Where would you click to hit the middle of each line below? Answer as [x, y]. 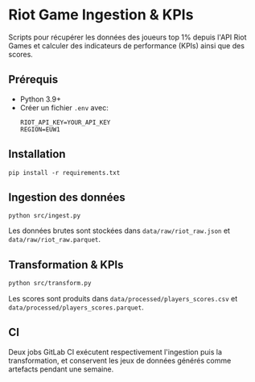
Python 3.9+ [41, 99]
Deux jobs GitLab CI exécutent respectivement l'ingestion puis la [115, 351]
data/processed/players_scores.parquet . [76, 307]
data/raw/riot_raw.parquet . [55, 239]
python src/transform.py [50, 284]
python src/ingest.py [45, 216]
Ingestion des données [67, 197]
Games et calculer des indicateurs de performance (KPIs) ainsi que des [127, 45]
